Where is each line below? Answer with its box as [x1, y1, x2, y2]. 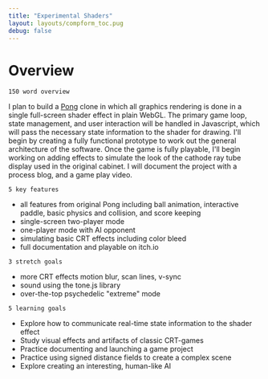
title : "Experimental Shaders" [8, 11, 113, 20]
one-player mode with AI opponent [19, 226, 136, 235]
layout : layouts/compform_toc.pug [8, 19, 124, 27]
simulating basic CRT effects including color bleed [19, 234, 187, 243]
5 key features [8, 185, 59, 194]
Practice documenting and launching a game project [19, 344, 194, 354]
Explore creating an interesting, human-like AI [19, 361, 172, 371]
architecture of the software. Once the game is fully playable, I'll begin [8, 145, 241, 154]
